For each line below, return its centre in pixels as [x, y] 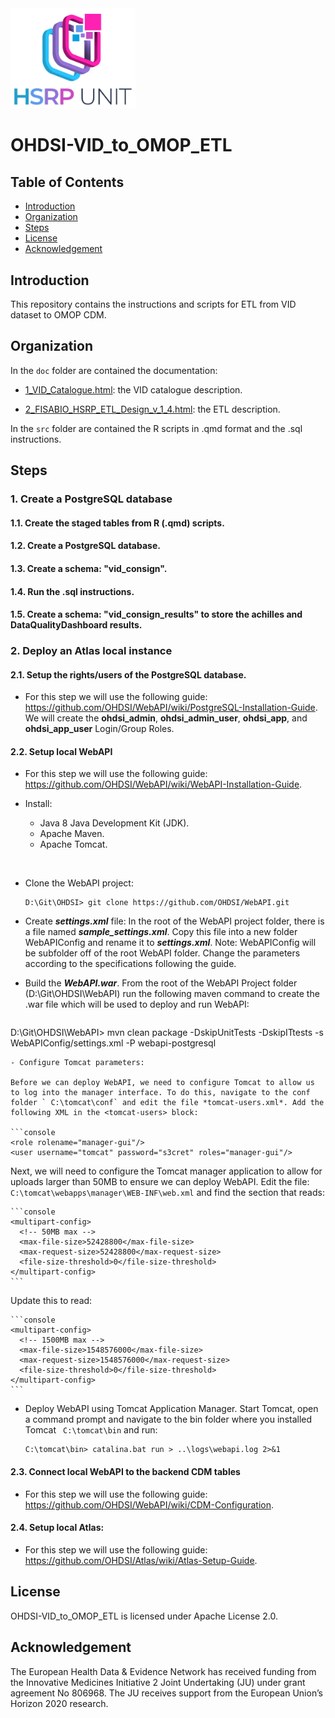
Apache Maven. [72, 834]
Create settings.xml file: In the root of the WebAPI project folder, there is [174, 921]
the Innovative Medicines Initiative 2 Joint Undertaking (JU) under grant [158, 1682]
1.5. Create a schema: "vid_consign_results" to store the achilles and [156, 614]
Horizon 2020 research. [59, 1703]
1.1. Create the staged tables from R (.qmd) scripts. [117, 523]
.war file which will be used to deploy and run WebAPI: [137, 1004]
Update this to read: [51, 1301]
